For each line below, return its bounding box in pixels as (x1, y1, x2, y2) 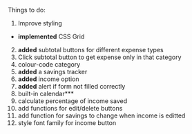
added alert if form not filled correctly (17, 82, 126, 90)
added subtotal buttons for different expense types (17, 46, 164, 54)
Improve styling (17, 19, 63, 27)
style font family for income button (17, 119, 117, 126)
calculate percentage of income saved (17, 97, 127, 105)
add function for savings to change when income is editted (17, 111, 186, 120)
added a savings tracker (17, 68, 88, 76)
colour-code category (17, 60, 81, 68)
